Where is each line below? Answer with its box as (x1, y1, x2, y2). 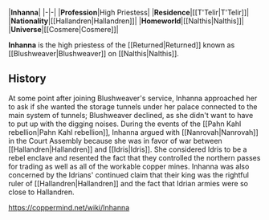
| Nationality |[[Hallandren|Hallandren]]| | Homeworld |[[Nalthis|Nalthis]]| (8, 16, 245, 26)
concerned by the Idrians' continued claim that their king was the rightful (8, 169, 249, 180)
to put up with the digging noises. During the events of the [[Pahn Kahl (8, 119, 242, 128)
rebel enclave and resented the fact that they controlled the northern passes (8, 153, 261, 162)
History (8, 72, 47, 86)
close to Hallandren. (8, 187, 75, 197)
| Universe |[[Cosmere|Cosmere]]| (8, 25, 119, 34)
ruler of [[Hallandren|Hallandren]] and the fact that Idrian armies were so (8, 178, 249, 188)
